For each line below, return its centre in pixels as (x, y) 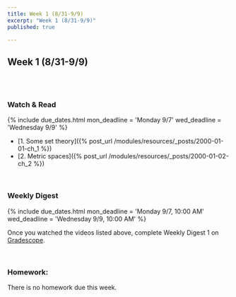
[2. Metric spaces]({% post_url (62, 156)
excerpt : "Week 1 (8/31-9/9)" (52, 21)
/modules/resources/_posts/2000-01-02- (169, 156)
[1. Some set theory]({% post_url (65, 141)
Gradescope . (26, 240)
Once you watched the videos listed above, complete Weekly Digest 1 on (113, 232)
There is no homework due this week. (62, 288)
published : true (31, 27)
